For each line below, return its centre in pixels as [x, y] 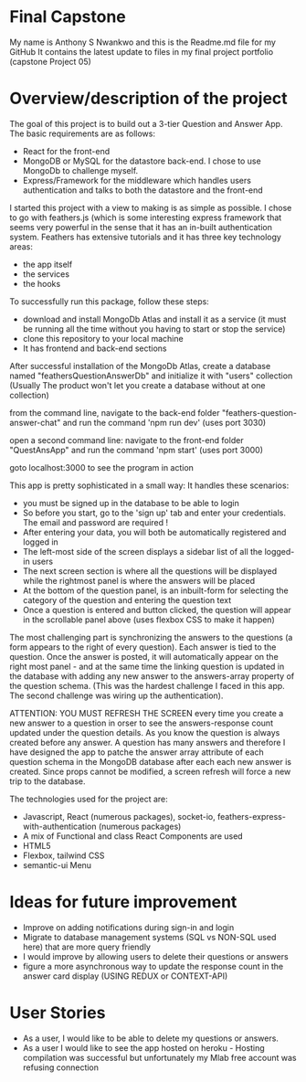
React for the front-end [66, 151]
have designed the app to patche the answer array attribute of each [137, 752]
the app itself [47, 264]
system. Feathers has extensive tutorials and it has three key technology [145, 237]
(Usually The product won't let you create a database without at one [137, 385]
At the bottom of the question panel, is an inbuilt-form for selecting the [156, 590]
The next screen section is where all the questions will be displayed [150, 571]
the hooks [42, 283]
